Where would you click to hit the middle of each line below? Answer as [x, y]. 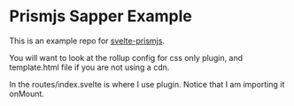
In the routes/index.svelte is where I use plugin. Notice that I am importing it [147, 84]
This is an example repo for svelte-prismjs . [87, 41]
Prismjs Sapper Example [101, 16]
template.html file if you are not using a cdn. [89, 67]
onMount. [27, 94]
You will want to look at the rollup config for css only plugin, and [126, 57]
